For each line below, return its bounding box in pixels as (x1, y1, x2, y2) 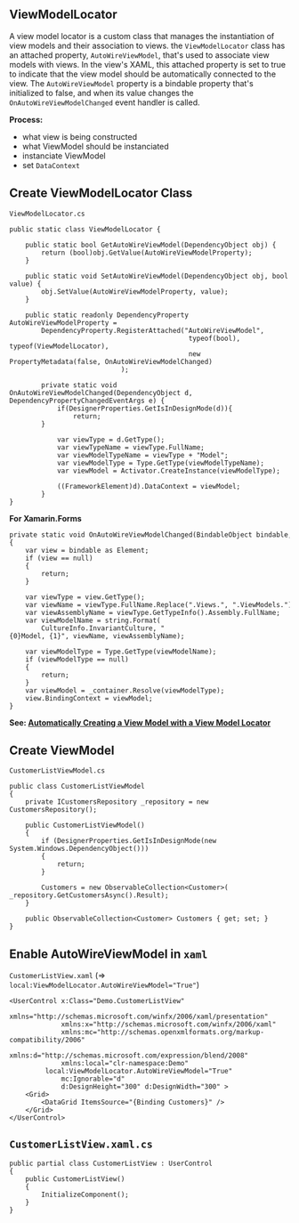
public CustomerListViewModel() (25, 821, 145, 830)
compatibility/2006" (9, 1036, 86, 1045)
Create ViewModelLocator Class (9, 186, 193, 201)
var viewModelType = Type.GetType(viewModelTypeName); (56, 458, 265, 467)
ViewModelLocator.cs (9, 209, 86, 218)
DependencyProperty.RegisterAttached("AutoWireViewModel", (41, 326, 265, 335)
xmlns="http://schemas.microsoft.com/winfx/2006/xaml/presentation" (9, 1012, 269, 1022)
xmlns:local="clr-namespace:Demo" (61, 1059, 190, 1068)
